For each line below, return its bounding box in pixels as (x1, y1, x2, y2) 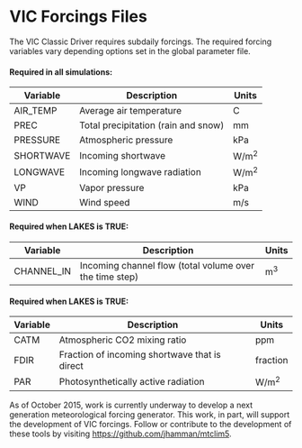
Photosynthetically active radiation (58, 375, 205, 388)
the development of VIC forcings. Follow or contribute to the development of (9, 418, 292, 429)
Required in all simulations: (9, 66, 113, 78)
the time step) (79, 270, 139, 283)
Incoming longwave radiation (79, 166, 202, 178)
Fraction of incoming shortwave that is (58, 349, 222, 361)
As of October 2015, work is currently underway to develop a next (9, 399, 253, 410)
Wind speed (79, 196, 130, 208)
